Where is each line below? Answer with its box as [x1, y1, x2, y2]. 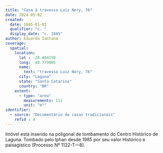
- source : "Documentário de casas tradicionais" [10, 112, 115, 118]
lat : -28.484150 [18, 55, 56, 60]
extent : [14, 88, 31, 94]
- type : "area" [18, 93, 52, 98]
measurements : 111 [24, 98, 63, 103]
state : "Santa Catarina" [18, 79, 72, 84]
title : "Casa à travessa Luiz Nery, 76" [5, 7, 93, 13]
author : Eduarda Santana [5, 36, 58, 41]
